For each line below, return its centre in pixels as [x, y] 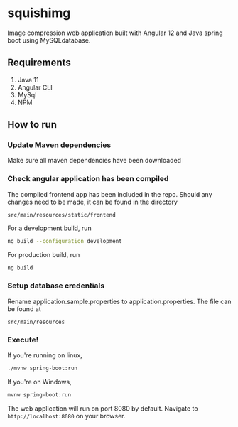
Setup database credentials [56, 286]
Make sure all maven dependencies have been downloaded [94, 161]
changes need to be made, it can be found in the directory [92, 202]
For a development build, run [49, 228]
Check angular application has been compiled [88, 179]
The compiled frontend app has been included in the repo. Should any [110, 194]
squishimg [39, 13]
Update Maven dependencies [59, 145]
